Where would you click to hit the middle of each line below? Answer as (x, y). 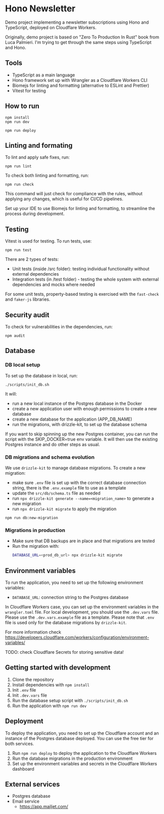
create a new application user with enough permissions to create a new (84, 408)
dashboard (23, 769)
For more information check (33, 632)
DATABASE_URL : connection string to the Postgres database (70, 597)
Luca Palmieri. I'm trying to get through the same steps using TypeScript (78, 42)
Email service (26, 801)
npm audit (15, 336)
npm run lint (18, 166)
